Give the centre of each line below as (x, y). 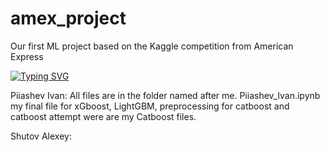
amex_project (68, 18)
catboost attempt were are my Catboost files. (103, 116)
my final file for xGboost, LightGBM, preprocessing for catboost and (150, 106)
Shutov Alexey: (41, 136)
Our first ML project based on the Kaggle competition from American (152, 46)
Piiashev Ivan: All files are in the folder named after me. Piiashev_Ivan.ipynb (165, 95)
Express (27, 56)
